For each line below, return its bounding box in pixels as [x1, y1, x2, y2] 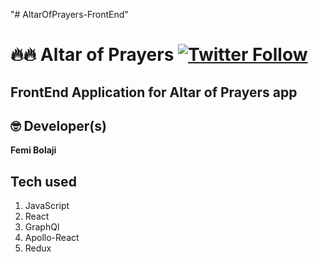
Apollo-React [24, 232, 80, 244]
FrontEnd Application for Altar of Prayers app [10, 84, 298, 101]
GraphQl [24, 221, 60, 233]
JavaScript [24, 200, 70, 212]
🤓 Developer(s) [10, 117, 107, 134]
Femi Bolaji [10, 144, 57, 156]
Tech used [10, 173, 77, 190]
